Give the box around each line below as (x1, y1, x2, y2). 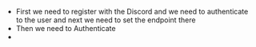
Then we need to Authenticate (15, 24, 116, 33)
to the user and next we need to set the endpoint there (15, 15, 196, 25)
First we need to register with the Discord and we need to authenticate (15, 7, 249, 16)
